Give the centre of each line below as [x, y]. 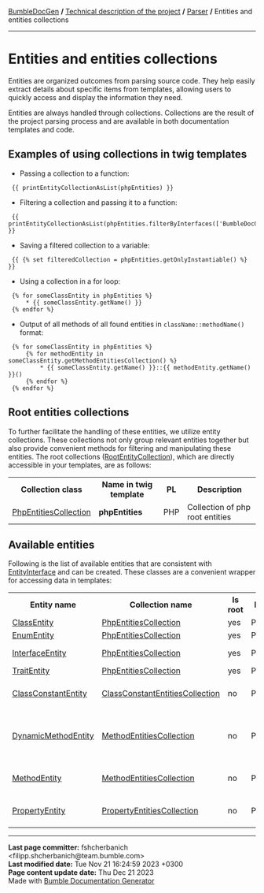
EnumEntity [33, 635]
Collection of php [219, 507]
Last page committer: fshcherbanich [68, 847]
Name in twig [127, 484]
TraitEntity [31, 671]
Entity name [53, 605]
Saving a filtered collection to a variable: [84, 245]
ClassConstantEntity [50, 694]
